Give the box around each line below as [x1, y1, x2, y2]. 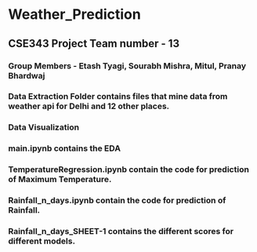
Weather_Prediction [8, 5, 141, 24]
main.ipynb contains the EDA [8, 143, 121, 154]
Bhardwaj [8, 70, 45, 81]
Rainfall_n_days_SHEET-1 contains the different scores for [8, 226, 233, 237]
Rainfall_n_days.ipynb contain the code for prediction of [8, 195, 226, 206]
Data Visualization [8, 122, 80, 133]
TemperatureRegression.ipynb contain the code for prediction [8, 164, 249, 175]
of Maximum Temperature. [8, 174, 112, 185]
